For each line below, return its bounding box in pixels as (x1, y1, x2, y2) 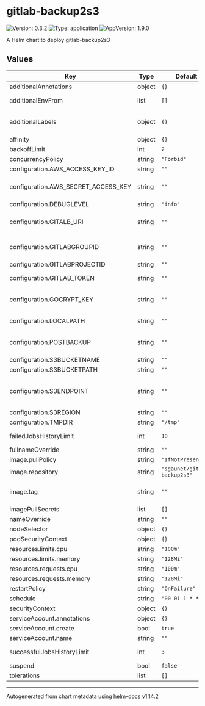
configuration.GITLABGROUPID (9, 242, 99, 251)
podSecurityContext (9, 535, 68, 543)
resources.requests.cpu (9, 564, 77, 573)
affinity (9, 135, 29, 143)
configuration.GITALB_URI (9, 217, 84, 226)
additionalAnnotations (9, 82, 72, 91)
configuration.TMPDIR (9, 418, 73, 427)
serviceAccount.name (9, 633, 72, 642)
